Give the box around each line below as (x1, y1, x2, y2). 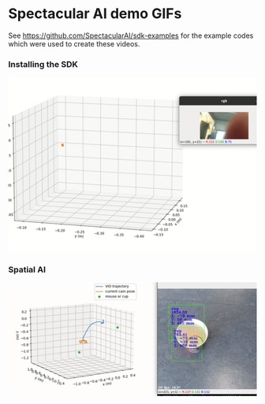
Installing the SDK (8, 58, 79, 69)
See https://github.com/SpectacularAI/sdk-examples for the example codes (8, 31, 254, 40)
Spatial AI (8, 264, 46, 275)
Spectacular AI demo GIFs (8, 5, 182, 23)
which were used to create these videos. (8, 39, 140, 48)
